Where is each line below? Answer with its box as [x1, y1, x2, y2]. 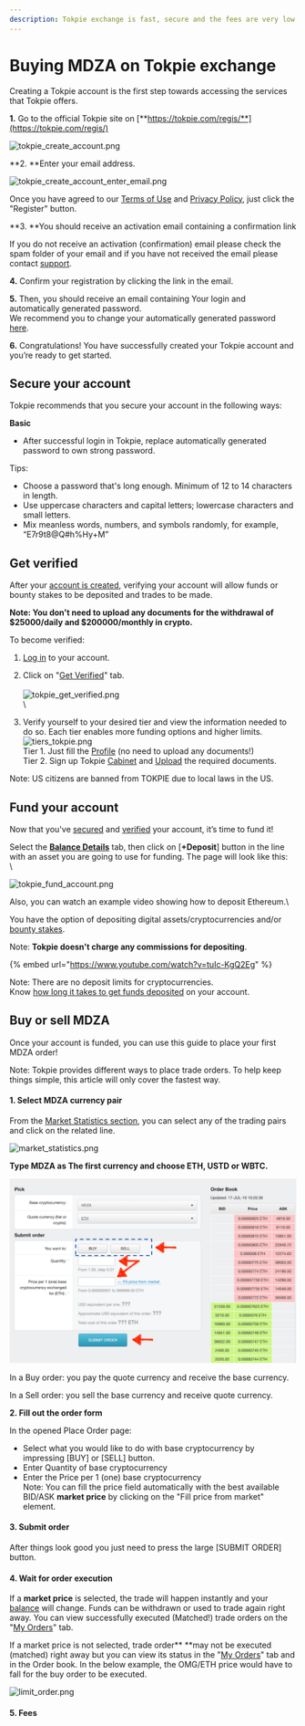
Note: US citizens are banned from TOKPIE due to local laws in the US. [9, 773, 274, 784]
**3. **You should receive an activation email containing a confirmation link [9, 220, 297, 232]
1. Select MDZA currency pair [9, 1095, 123, 1106]
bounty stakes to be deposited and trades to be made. [9, 590, 213, 601]
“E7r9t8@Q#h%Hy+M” [22, 529, 109, 540]
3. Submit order [9, 1522, 70, 1532]
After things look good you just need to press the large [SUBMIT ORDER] [9, 1543, 282, 1553]
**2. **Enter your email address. [9, 158, 136, 169]
